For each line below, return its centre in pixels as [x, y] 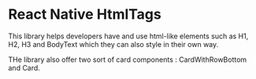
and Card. [24, 67]
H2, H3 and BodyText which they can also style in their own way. [113, 44]
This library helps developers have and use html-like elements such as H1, [128, 36]
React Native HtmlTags [85, 14]
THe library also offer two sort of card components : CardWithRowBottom [128, 59]
